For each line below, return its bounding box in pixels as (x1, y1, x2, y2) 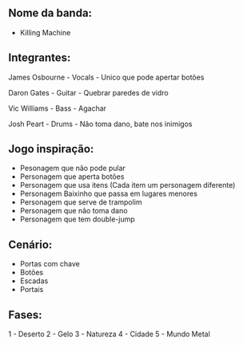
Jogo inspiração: (8, 142, 94, 156)
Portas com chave (19, 259, 80, 269)
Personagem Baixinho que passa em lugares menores (19, 189, 198, 199)
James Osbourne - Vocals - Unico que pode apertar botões (8, 72, 205, 82)
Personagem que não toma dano (19, 206, 128, 216)
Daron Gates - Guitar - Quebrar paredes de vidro (8, 87, 169, 97)
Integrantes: (8, 51, 71, 65)
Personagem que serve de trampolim (19, 197, 142, 207)
